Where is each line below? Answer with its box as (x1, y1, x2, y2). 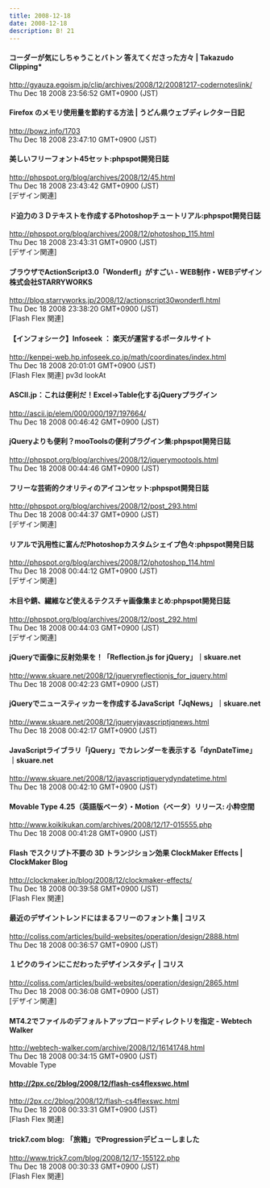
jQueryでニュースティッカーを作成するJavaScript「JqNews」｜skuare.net (9, 698, 261, 709)
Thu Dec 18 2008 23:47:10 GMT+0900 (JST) (9, 135, 157, 144)
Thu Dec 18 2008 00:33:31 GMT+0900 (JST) (9, 1105, 158, 1115)
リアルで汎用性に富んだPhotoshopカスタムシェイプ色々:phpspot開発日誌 (9, 539, 255, 548)
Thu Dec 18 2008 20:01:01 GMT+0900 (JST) (9, 360, 156, 370)
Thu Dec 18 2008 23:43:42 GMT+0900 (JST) (9, 180, 160, 190)
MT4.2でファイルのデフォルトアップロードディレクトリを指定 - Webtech (9, 1016, 252, 1025)
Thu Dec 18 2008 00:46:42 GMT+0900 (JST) (9, 416, 160, 427)
